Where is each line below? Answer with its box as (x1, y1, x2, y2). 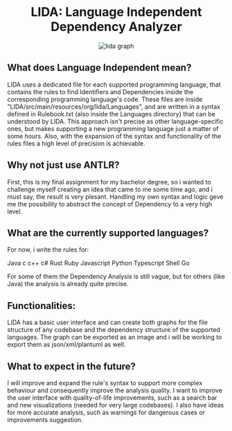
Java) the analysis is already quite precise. (7, 280, 129, 288)
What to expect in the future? (7, 360, 136, 372)
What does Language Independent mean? (7, 62, 192, 73)
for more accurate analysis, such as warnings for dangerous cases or (7, 408, 206, 416)
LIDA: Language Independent (30, 4, 202, 20)
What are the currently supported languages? (7, 227, 209, 239)
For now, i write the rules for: (7, 245, 89, 254)
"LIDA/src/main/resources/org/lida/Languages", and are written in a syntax (7, 102, 220, 111)
